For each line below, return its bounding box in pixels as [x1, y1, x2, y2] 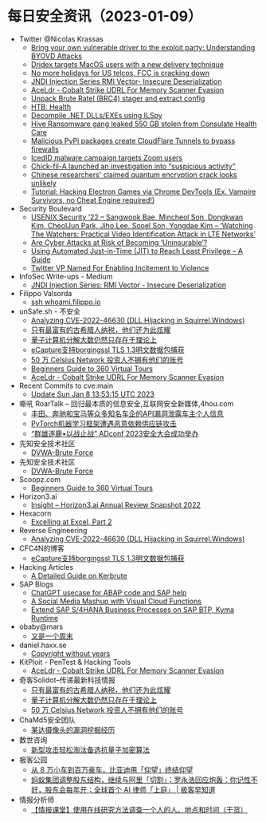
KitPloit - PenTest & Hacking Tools [18, 657, 131, 666]
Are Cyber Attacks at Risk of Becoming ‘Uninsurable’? [30, 237, 208, 247]
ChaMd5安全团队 [18, 715, 76, 725]
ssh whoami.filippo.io [30, 297, 101, 306]
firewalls [30, 144, 59, 154]
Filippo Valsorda [18, 288, 72, 298]
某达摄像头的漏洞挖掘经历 [30, 725, 115, 734]
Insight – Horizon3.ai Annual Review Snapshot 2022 [30, 500, 201, 509]
